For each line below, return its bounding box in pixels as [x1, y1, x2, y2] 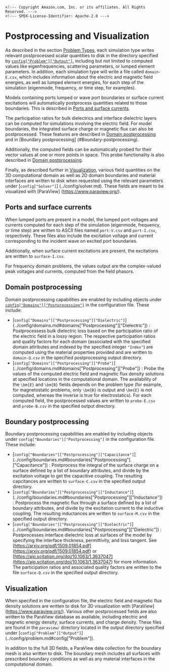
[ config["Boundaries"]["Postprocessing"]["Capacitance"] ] [12, 452, 136, 458]
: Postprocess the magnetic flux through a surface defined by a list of [12, 500, 157, 506]
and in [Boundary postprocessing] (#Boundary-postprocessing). [5, 137, 139, 143]
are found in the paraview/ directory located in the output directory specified [5, 624, 164, 631]
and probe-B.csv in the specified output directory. [12, 402, 116, 409]
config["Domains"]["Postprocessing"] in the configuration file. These [5, 301, 149, 308]
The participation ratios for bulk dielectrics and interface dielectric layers [5, 115, 157, 121]
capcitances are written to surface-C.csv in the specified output [12, 478, 146, 484]
